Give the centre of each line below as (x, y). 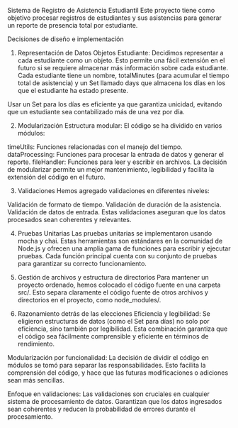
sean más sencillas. (36, 380)
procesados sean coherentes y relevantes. (69, 220)
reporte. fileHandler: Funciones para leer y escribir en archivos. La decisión (117, 162)
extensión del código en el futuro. (57, 177)
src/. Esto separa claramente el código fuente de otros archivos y (113, 292)
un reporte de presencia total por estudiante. (73, 25)
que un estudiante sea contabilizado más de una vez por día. (96, 112)
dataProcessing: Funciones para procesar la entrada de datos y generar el (116, 154)
